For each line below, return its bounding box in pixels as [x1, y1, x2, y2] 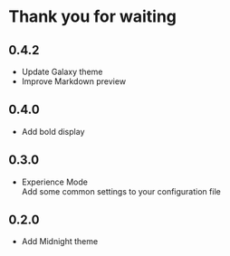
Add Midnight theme [21, 236, 99, 247]
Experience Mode [21, 176, 88, 187]
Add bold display [21, 126, 85, 137]
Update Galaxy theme [21, 66, 103, 77]
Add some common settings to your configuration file [21, 185, 221, 196]
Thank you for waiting [8, 6, 177, 27]
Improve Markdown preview [21, 76, 127, 87]
